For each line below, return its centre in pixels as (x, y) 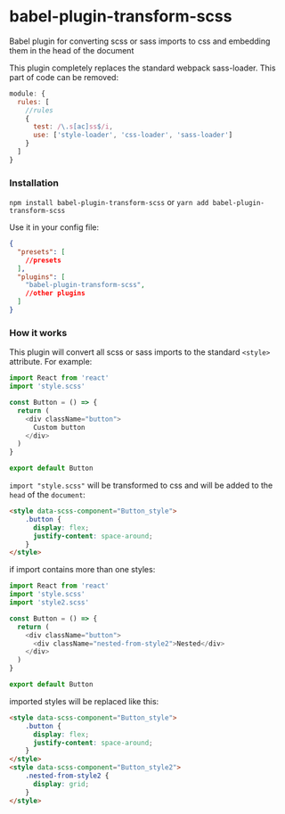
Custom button (59, 427)
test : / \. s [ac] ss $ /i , (73, 127)
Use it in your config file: (54, 227)
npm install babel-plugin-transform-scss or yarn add (109, 202)
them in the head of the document (72, 50)
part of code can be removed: (64, 77)
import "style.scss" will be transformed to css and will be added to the (141, 485)
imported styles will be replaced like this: (84, 701)
